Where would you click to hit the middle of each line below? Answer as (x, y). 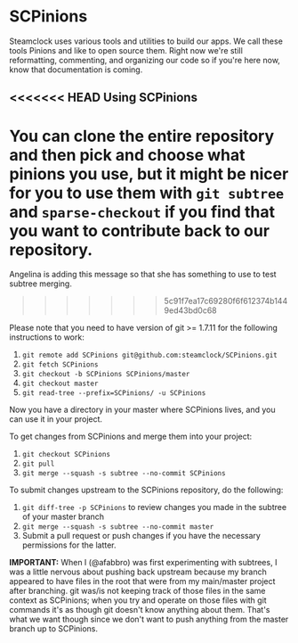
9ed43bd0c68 (191, 310)
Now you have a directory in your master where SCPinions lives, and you (142, 410)
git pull (38, 464)
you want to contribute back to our (139, 231)
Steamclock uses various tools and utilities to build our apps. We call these (146, 41)
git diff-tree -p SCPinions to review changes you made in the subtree (154, 507)
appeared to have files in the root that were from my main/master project (142, 581)
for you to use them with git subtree (147, 193)
